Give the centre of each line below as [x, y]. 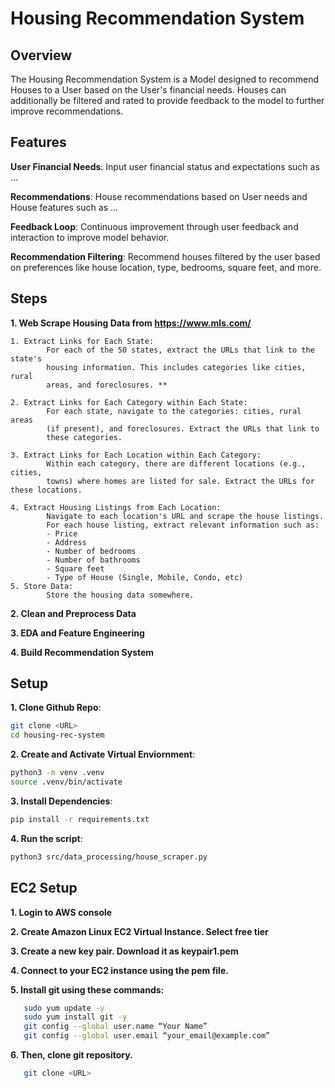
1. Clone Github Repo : [56, 708]
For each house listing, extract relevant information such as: [183, 525]
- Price [62, 533]
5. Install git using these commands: [87, 989]
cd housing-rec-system [57, 735]
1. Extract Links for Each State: [82, 341]
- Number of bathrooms [93, 560]
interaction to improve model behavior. [90, 237]
